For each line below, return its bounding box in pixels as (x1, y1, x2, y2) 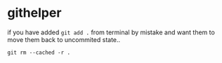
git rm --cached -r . (7, 49, 71, 56)
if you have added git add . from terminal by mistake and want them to (7, 28, 216, 36)
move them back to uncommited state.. (7, 35, 121, 43)
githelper (7, 5, 62, 21)
